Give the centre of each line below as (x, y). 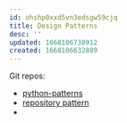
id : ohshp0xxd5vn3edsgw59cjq (63, 17)
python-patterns (52, 94)
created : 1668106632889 (54, 51)
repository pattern (55, 102)
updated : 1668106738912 (54, 42)
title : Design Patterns (54, 26)
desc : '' (25, 34)
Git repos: (27, 76)
